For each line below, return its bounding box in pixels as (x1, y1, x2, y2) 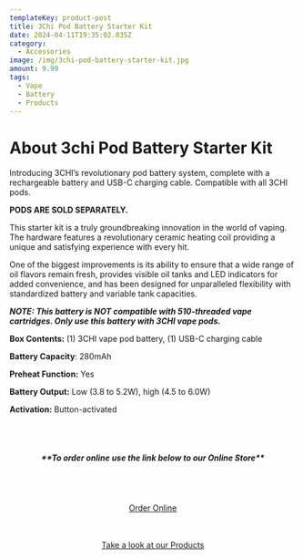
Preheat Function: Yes (9, 368, 95, 379)
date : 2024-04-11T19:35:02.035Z (9, 30, 132, 39)
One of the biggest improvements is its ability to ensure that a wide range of (9, 259, 294, 270)
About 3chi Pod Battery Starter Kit (9, 138, 273, 158)
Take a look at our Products (101, 540, 205, 551)
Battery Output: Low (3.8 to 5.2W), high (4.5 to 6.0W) (9, 387, 211, 398)
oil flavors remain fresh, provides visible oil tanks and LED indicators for (9, 269, 278, 280)
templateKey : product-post (9, 13, 112, 23)
